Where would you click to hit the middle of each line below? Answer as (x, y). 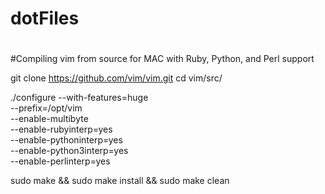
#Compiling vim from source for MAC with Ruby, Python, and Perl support (162, 59)
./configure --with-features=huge (79, 98)
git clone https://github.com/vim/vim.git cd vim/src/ (116, 78)
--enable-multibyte (49, 119)
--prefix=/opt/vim (46, 108)
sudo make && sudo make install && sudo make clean (120, 181)
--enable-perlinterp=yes (60, 161)
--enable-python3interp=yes (69, 151)
